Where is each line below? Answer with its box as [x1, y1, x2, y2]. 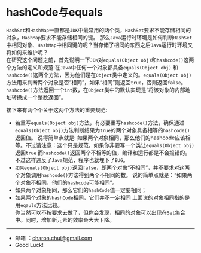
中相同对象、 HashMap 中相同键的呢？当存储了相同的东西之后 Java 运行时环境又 [6, 41, 193, 48]
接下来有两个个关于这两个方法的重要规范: [6, 106, 108, 114]
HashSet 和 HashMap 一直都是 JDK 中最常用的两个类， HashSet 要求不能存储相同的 [6, 26, 191, 33]
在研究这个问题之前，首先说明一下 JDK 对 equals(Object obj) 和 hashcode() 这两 [6, 56, 194, 63]
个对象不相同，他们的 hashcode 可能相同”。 [14, 179, 118, 186]
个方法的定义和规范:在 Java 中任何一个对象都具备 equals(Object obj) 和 [6, 63, 178, 71]
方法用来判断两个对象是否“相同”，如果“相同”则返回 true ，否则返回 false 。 [6, 78, 187, 86]
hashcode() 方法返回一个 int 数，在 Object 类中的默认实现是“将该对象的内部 [6, 86, 185, 93]
